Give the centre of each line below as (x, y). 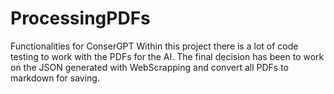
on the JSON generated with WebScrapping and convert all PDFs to (149, 67)
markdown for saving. (55, 78)
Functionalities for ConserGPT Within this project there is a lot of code (154, 46)
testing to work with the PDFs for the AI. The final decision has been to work (167, 56)
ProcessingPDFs (80, 18)
